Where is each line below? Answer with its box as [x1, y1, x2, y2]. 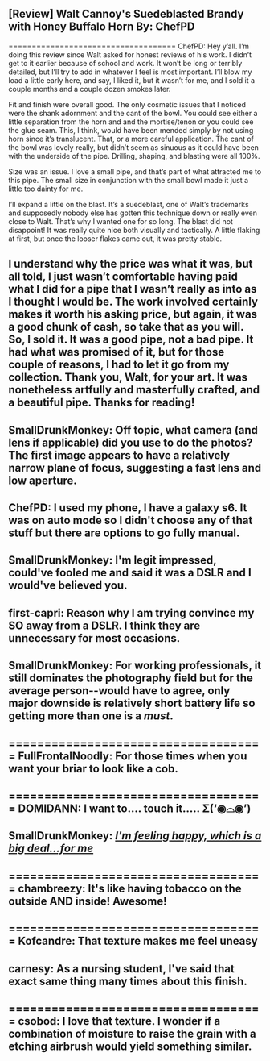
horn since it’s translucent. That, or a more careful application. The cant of [8, 134, 255, 144]
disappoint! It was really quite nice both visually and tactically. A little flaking [8, 225, 260, 235]
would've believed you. [8, 579, 128, 593]
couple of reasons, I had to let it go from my [8, 358, 230, 372]
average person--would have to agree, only [8, 684, 231, 697]
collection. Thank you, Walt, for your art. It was [8, 371, 247, 385]
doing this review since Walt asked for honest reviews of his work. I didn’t [8, 49, 252, 60]
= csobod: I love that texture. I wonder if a [8, 1014, 221, 1028]
